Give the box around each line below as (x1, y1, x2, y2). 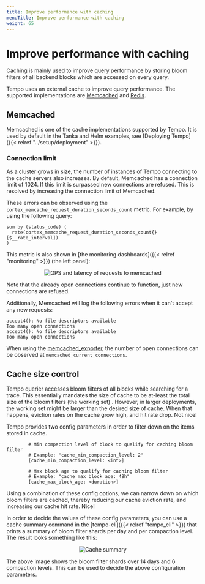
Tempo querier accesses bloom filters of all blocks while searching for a (6, 385, 188, 392)
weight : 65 (6, 20, 34, 26)
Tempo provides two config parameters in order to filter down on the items (6, 423, 195, 430)
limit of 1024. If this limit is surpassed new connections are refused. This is (6, 181, 195, 189)
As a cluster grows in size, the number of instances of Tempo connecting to (6, 168, 198, 175)
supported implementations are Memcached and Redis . (6, 92, 146, 99)
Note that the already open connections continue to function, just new (6, 281, 183, 288)
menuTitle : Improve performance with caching (6, 15, 124, 21)
